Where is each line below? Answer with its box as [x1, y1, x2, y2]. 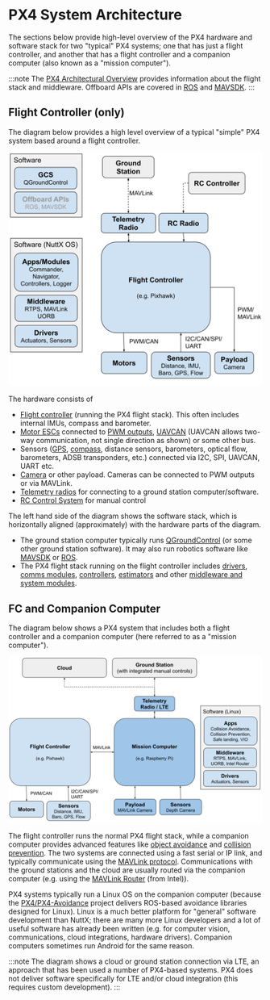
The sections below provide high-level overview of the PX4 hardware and [8, 32, 252, 42]
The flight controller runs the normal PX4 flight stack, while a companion [8, 831, 250, 840]
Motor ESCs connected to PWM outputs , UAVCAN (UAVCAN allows [19, 427, 243, 437]
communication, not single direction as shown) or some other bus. [35, 436, 256, 446]
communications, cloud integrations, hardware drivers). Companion [8, 932, 233, 942]
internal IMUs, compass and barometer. [19, 418, 152, 429]
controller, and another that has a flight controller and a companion [8, 49, 231, 59]
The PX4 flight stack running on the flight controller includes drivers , [19, 561, 248, 571]
